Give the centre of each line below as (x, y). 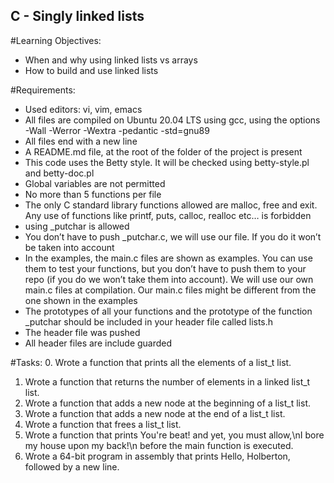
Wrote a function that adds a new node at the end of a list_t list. (155, 413)
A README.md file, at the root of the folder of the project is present (163, 151)
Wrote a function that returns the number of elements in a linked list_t (167, 381)
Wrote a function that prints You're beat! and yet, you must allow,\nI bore (174, 435)
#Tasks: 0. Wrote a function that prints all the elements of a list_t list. (151, 362)
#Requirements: (43, 90)
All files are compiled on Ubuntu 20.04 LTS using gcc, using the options (172, 120)
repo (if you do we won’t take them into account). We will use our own (169, 279)
